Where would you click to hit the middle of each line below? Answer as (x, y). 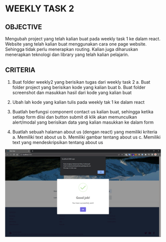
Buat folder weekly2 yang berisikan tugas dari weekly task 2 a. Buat (81, 82)
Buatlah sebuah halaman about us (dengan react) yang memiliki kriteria (85, 132)
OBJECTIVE (23, 27)
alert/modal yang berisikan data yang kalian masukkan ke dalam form (83, 122)
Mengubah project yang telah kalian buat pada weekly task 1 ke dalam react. (83, 39)
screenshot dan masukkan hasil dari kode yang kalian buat (72, 93)
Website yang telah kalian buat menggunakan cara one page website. (76, 44)
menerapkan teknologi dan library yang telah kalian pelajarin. (67, 54)
